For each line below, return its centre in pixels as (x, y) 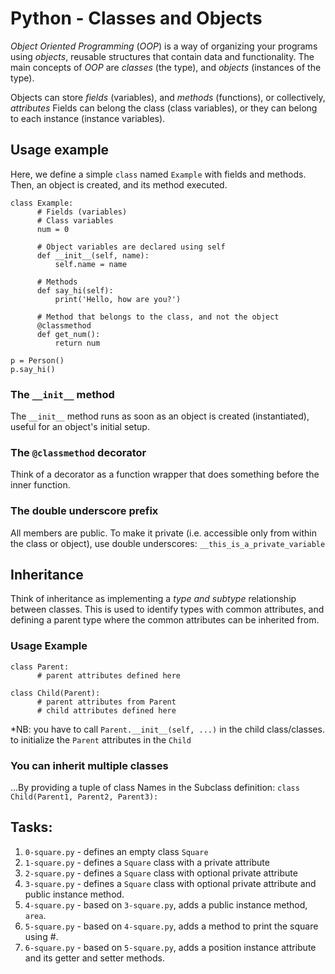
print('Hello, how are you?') (118, 299)
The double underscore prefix (84, 511)
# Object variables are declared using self (131, 247)
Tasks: (31, 827)
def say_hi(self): (75, 290)
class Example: (42, 203)
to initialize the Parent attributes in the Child (101, 739)
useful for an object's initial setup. (80, 427)
